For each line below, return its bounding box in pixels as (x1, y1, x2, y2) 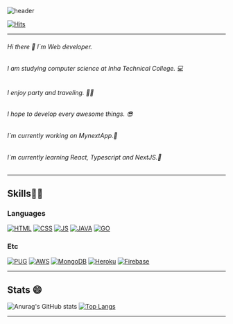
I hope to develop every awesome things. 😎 (7, 110, 133, 118)
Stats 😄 (7, 284, 42, 296)
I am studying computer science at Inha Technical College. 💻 (7, 65, 184, 73)
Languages (7, 208, 46, 218)
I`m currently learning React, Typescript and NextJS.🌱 (7, 153, 162, 161)
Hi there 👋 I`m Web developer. (7, 42, 92, 51)
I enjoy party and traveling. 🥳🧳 (7, 88, 94, 96)
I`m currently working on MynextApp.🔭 (7, 132, 118, 140)
